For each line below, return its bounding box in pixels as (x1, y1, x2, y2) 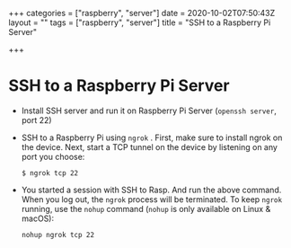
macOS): (21, 213, 55, 224)
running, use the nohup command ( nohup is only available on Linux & (21, 203, 271, 214)
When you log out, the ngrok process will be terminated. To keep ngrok (21, 193, 283, 205)
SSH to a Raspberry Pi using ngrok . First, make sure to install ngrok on (21, 132, 283, 143)
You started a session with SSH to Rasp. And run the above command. (21, 184, 282, 195)
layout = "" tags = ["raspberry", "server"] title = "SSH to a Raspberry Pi (8, 17, 271, 28)
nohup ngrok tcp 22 (21, 230, 95, 239)
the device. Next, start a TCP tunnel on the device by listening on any (21, 141, 278, 152)
